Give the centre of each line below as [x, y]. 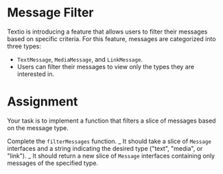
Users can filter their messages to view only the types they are [105, 66]
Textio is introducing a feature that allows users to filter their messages [107, 32]
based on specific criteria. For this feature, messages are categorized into [111, 38]
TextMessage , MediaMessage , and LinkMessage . [80, 59]
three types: [24, 46]
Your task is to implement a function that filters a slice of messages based [111, 121]
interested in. [36, 74]
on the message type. [38, 127]
